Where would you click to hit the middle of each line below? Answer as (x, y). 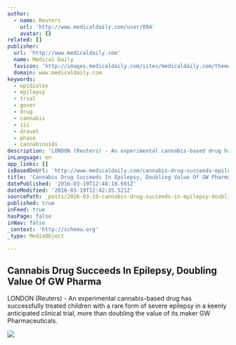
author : (19, 14)
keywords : (22, 79)
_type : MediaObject (36, 236)
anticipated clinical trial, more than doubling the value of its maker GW (109, 313)
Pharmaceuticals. (32, 321)
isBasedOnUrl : (28, 170)
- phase (25, 138)
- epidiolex (31, 86)
